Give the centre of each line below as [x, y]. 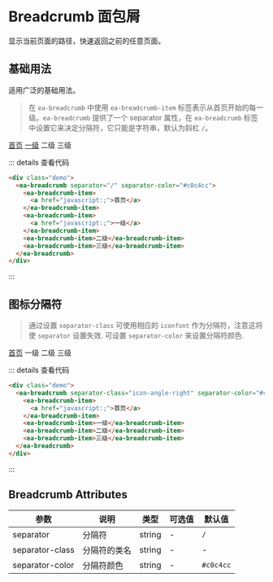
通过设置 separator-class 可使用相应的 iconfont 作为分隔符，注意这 [142, 326]
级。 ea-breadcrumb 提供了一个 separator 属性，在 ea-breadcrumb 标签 [143, 117]
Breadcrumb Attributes [68, 494]
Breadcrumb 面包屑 [74, 17]
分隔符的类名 [107, 550]
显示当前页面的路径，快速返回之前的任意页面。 [87, 41]
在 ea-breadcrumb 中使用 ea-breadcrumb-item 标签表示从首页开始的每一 [146, 107]
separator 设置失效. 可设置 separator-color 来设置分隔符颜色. [141, 335]
